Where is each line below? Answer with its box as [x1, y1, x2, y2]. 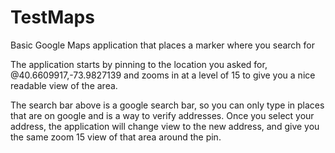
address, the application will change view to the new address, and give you [10, 120, 320, 132]
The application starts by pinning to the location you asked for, [10, 58, 268, 70]
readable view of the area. [10, 79, 118, 91]
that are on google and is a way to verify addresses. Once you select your [10, 109, 315, 121]
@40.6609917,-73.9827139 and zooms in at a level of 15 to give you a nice [10, 69, 316, 81]
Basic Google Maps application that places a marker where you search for [10, 39, 315, 51]
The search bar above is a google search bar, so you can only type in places [10, 99, 325, 111]
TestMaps [10, 6, 95, 29]
